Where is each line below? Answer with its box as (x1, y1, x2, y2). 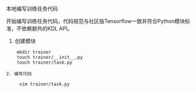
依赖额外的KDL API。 (21, 25, 73, 32)
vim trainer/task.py (19, 81, 70, 87)
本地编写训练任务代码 (6, 5, 58, 12)
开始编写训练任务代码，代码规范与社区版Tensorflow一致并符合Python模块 (6, 18, 185, 25)
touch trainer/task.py (17, 59, 73, 65)
